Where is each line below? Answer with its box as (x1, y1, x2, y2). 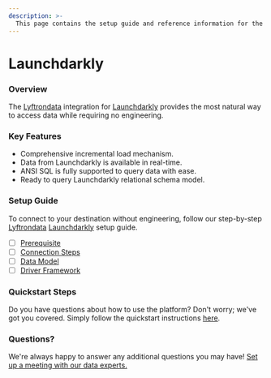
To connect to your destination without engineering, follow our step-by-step (8, 213, 262, 223)
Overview (8, 83, 48, 94)
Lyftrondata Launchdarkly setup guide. (8, 222, 138, 232)
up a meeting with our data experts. (8, 360, 127, 370)
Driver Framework (19, 265, 81, 275)
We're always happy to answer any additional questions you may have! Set (8, 352, 258, 362)
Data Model (19, 256, 59, 266)
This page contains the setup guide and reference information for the (15, 19, 264, 28)
